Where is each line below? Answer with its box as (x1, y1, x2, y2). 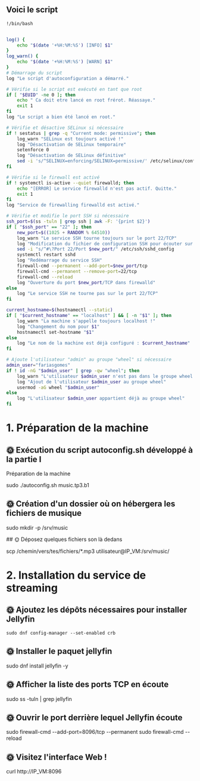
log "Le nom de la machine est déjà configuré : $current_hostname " (17, 340, 190, 346)
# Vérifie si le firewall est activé (6, 174, 100, 180)
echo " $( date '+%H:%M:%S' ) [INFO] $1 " (17, 42, 113, 48)
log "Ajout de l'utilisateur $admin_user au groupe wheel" (17, 379, 167, 385)
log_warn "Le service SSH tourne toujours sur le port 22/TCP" (17, 235, 177, 241)
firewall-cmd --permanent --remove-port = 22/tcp (17, 268, 137, 274)
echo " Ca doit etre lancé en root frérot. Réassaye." (17, 97, 156, 103)
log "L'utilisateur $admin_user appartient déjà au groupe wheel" (17, 395, 185, 402)
